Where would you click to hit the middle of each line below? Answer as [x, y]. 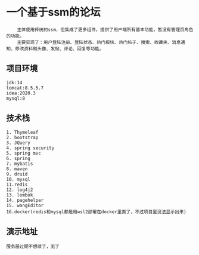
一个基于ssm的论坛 [53, 12]
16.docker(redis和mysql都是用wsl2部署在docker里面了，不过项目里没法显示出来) [96, 212]
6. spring [18, 158]
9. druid [17, 174]
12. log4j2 [20, 190]
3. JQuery [18, 143]
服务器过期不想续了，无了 [33, 247]
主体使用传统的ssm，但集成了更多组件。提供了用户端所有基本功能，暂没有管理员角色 [105, 30]
